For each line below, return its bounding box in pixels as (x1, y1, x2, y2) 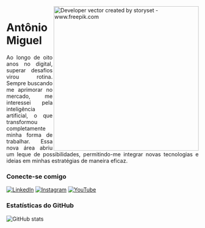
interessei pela (6, 98, 53, 106)
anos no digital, (6, 60, 53, 67)
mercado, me (6, 92, 53, 100)
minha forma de (6, 131, 53, 139)
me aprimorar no (6, 86, 53, 93)
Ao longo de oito (6, 54, 53, 61)
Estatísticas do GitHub (6, 201, 74, 210)
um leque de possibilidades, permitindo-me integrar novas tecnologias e (6, 150, 199, 157)
